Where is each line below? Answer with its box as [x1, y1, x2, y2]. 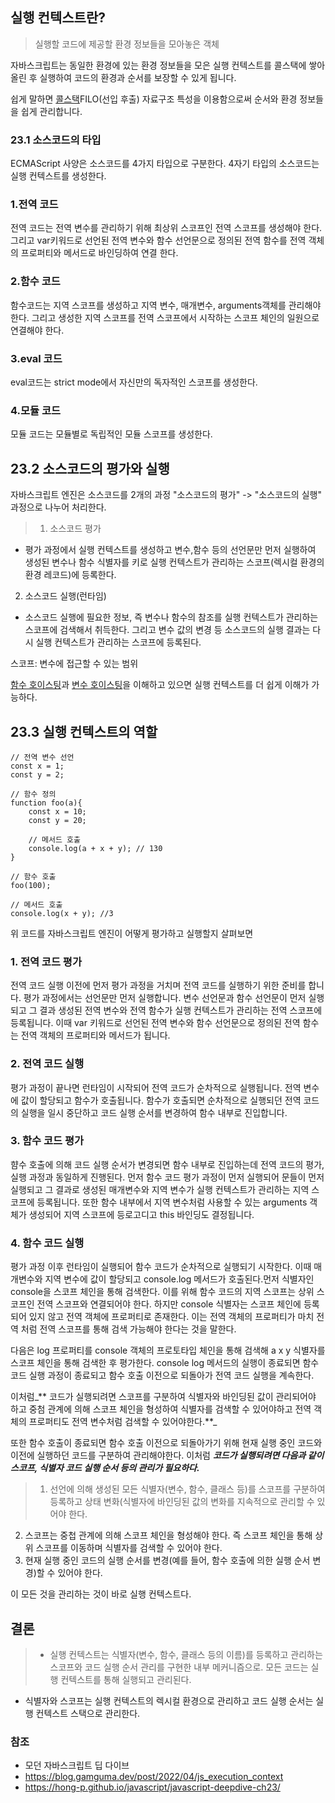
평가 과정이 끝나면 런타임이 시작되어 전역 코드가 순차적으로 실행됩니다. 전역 [10, 1081, 302, 1093]
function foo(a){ [10, 798, 83, 808]
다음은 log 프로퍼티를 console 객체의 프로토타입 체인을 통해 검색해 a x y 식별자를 [10, 1344, 326, 1357]
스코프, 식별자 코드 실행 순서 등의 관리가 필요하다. [10, 1462, 200, 1474]
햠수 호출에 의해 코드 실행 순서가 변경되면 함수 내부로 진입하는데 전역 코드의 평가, [10, 1158, 325, 1170]
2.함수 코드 [10, 274, 61, 288]
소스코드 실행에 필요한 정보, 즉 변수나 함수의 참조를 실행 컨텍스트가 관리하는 [24, 611, 319, 623]
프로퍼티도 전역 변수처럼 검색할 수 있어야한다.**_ [28, 1416, 218, 1428]
